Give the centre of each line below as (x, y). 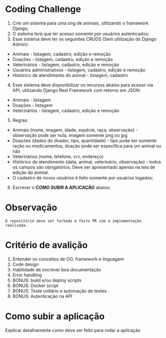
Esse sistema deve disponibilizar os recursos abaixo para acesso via (83, 85)
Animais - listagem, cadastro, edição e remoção (62, 54)
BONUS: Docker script (35, 285)
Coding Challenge (43, 9)
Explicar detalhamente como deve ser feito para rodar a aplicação (73, 330)
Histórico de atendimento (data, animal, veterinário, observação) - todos (86, 161)
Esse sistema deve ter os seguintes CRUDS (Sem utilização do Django (84, 39)
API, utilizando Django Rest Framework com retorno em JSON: (77, 90)
